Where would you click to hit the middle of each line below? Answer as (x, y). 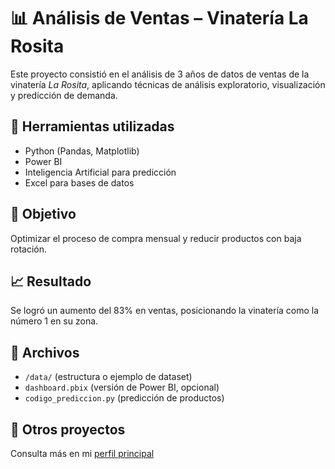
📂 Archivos (45, 352)
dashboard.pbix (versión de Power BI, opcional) (122, 387)
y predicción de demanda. (64, 95)
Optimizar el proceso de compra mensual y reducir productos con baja (156, 238)
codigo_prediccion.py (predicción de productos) (124, 398)
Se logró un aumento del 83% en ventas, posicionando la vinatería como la (165, 311)
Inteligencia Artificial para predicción (100, 172)
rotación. (29, 249)
